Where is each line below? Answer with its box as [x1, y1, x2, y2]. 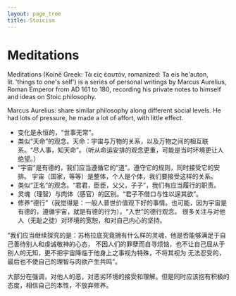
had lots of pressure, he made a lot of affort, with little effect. [7, 114, 184, 122]
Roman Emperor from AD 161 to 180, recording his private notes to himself [7, 85, 222, 94]
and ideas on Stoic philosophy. [7, 93, 97, 101]
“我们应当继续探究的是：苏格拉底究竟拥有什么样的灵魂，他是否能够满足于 [7, 231, 221, 240]
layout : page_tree [7, 10, 61, 18]
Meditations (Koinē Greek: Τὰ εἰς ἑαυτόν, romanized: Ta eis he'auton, [7, 70, 209, 79]
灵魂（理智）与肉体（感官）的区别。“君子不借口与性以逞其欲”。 [17, 190, 203, 198]
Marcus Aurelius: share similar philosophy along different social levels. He [7, 106, 222, 115]
